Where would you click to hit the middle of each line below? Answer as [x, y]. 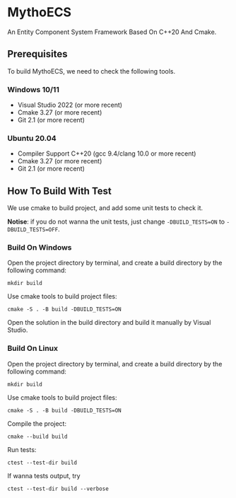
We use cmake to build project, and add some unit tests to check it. [105, 208]
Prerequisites [37, 54]
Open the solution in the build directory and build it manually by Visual [109, 323]
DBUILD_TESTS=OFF [33, 230]
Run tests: [22, 449]
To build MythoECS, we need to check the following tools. [92, 71]
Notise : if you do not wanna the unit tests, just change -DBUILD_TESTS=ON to [116, 222]
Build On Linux [33, 349]
